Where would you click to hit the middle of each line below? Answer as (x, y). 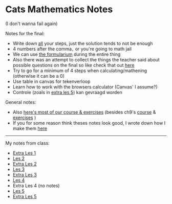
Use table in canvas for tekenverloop (51, 81)
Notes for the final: (25, 33)
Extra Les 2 (25, 164)
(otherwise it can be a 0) (39, 76)
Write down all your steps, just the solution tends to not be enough (83, 43)
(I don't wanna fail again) (31, 24)
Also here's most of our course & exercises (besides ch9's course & (84, 112)
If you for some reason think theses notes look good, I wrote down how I (89, 123)
